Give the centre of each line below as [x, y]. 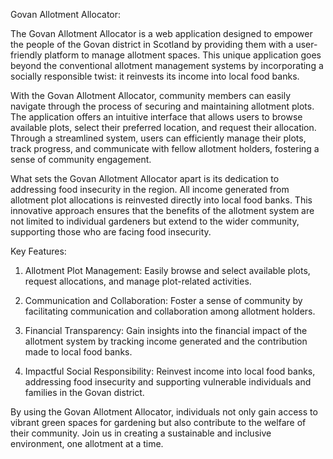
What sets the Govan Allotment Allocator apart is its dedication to [145, 178]
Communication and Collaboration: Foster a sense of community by [163, 300]
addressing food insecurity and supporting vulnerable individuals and [168, 382]
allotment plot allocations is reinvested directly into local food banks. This [161, 200]
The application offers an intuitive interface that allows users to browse [156, 117]
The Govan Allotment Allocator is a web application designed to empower [161, 33]
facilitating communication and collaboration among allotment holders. [170, 311]
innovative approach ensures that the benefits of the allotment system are [162, 210]
